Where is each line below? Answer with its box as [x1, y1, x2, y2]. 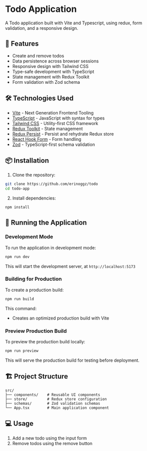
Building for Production [5, 275, 62, 282]
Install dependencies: [12, 195, 56, 201]
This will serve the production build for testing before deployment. [5, 357, 140, 363]
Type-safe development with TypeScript [12, 68, 95, 74]
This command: [5, 305, 37, 311]
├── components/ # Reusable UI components [5, 392, 100, 397]
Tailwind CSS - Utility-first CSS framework [12, 120, 99, 126]
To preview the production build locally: [5, 339, 85, 345]
